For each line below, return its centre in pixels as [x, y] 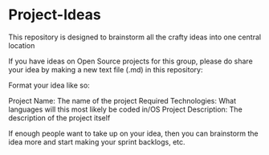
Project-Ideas [55, 15]
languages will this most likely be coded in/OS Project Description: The [125, 109]
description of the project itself [59, 117]
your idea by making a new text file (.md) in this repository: [106, 69]
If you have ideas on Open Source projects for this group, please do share [130, 61]
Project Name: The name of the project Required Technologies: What [122, 100]
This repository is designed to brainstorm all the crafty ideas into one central [135, 37]
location [22, 45]
